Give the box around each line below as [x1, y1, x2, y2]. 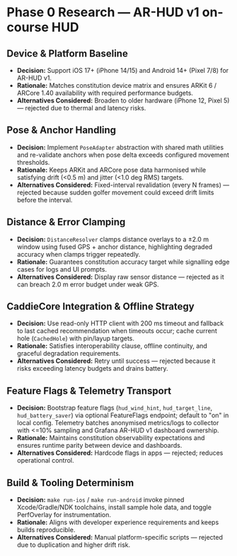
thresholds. [16, 158, 50, 166]
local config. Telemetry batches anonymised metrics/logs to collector [16, 419, 219, 427]
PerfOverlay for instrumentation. [16, 511, 111, 519]
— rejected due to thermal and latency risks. [16, 104, 146, 112]
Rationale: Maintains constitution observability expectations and [16, 434, 205, 442]
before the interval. [16, 195, 73, 204]
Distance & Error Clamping [6, 216, 126, 228]
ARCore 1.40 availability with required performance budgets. [16, 89, 194, 97]
